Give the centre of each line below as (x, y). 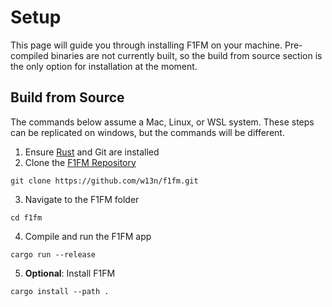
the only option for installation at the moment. (104, 66)
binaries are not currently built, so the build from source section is (186, 55)
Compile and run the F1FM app (88, 236)
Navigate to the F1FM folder (82, 199)
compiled (29, 55)
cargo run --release (53, 254)
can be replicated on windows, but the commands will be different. (147, 132)
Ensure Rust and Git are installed (92, 152)
